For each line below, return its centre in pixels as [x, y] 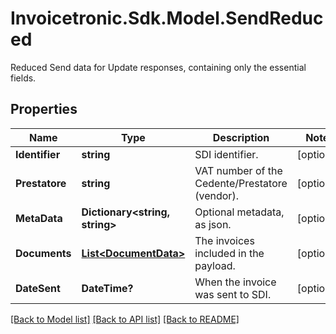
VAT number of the [238, 170]
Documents [43, 253]
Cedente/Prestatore [241, 183]
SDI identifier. [226, 154]
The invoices [224, 240]
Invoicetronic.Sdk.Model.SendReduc [167, 18]
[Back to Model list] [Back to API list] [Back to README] [125, 319]
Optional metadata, [239, 212]
